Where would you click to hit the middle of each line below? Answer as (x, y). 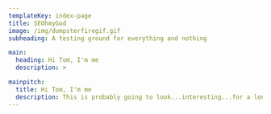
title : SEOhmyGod (38, 23)
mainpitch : (27, 82)
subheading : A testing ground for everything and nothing (108, 38)
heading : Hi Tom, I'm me (57, 60)
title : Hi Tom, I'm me (54, 89)
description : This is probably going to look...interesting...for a (133, 97)
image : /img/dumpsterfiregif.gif (65, 31)
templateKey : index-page (50, 16)
